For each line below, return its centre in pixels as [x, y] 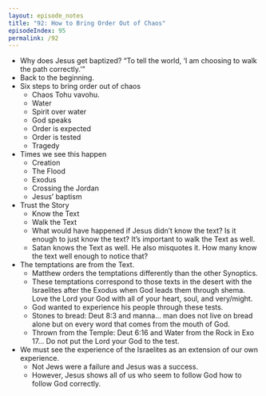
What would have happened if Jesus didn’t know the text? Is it [134, 231]
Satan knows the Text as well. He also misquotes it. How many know [144, 248]
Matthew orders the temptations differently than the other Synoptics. [145, 274]
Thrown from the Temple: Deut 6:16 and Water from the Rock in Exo [143, 333]
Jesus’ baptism [57, 197]
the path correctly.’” [52, 70]
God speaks [52, 120]
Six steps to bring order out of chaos [80, 86]
